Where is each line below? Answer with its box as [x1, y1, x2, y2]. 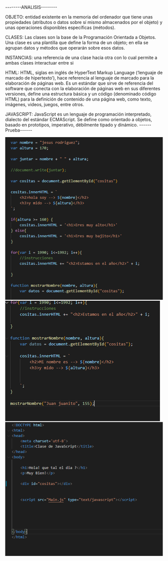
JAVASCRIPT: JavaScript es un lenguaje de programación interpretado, [5, 111, 151, 117]
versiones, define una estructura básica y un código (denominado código [5, 91, 156, 97]
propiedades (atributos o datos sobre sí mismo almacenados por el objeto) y [5, 20, 162, 25]
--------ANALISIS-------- [5, 5, 57, 10]
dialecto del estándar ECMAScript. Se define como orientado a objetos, [5, 117, 152, 122]
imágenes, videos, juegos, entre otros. [5, 102, 84, 107]
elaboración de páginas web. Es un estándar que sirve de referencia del [5, 80, 153, 86]
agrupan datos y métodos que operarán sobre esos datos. [5, 45, 125, 51]
